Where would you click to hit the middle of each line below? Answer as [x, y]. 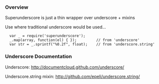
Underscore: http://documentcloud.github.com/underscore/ [65, 67]
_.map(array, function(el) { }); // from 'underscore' [74, 40]
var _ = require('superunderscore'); [48, 36]
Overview [17, 7]
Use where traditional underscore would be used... [56, 27]
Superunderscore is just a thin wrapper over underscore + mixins [70, 18]
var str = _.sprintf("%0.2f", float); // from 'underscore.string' [82, 44]
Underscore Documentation [39, 56]
